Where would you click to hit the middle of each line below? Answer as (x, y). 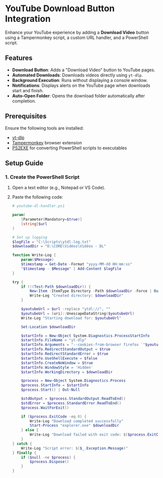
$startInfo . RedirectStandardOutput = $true (66, 349)
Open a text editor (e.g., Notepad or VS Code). (59, 188)
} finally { (24, 453)
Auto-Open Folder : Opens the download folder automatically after (78, 96)
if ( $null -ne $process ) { (48, 457)
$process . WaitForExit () (45, 408)
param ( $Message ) (37, 260)
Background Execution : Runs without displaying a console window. (80, 80)
